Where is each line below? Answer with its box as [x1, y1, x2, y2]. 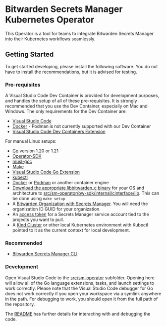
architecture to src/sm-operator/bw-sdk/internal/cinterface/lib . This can [12, 190, 160, 196]
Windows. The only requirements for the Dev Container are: [5, 109, 127, 114]
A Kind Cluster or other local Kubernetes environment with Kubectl [12, 222, 149, 228]
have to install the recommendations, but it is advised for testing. [5, 69, 137, 75]
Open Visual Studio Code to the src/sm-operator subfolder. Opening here [5, 275, 155, 281]
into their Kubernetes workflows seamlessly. [5, 36, 96, 42]
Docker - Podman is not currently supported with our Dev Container [12, 123, 151, 129]
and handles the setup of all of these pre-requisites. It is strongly [5, 98, 137, 104]
